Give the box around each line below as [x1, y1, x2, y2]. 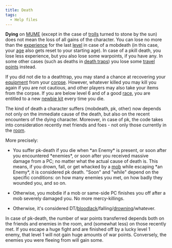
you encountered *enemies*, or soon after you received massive [12, 152, 149, 159]
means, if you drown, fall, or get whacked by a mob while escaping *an [12, 164, 163, 170]
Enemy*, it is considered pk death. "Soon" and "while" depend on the [12, 169, 159, 175]
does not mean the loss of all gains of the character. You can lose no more [5, 36, 162, 43]
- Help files [10, 17, 38, 22]
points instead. [5, 64, 37, 70]
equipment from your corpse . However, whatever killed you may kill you [5, 79, 157, 85]
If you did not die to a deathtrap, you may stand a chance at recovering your [5, 74, 166, 80]
